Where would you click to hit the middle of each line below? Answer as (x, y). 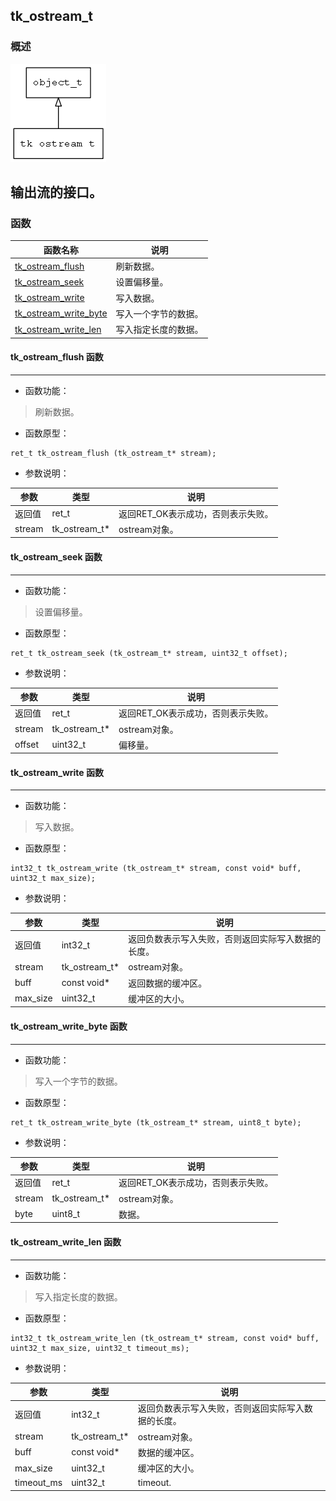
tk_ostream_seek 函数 (56, 556)
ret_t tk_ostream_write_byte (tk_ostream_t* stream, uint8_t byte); (156, 1122)
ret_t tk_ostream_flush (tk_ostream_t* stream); (113, 453)
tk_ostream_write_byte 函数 (69, 1026)
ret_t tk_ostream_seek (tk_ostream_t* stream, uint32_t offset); (149, 653)
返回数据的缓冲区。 (168, 983)
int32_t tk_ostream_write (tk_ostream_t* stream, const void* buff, (156, 869)
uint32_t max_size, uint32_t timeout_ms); (100, 1348)
